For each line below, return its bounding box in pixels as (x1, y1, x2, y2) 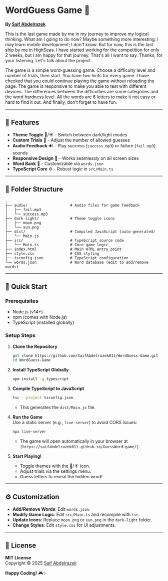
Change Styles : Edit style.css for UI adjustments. (12, 522, 116, 528)
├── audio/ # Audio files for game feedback (5, 203, 140, 208)
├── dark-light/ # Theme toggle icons (5, 216, 115, 221)
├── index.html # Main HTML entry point (5, 247, 122, 252)
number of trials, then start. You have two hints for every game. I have (5, 72, 149, 78)
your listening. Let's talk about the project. (5, 57, 92, 63)
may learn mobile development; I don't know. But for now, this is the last (5, 41, 153, 47)
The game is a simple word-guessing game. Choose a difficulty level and (5, 67, 155, 73)
